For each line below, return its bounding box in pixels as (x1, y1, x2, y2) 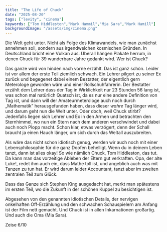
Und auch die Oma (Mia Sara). (5, 212, 68, 218)
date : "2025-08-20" (5, 12, 46, 17)
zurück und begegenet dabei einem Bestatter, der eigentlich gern (5, 76, 140, 82)
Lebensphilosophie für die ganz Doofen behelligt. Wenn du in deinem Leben (5, 145, 162, 151)
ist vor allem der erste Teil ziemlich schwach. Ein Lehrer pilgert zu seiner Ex (5, 71, 161, 77)
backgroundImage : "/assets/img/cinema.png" (5, 26, 98, 31)
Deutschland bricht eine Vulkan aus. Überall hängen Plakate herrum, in (5, 51, 151, 57)
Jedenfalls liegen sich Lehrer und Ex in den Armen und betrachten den (5, 113, 151, 120)
